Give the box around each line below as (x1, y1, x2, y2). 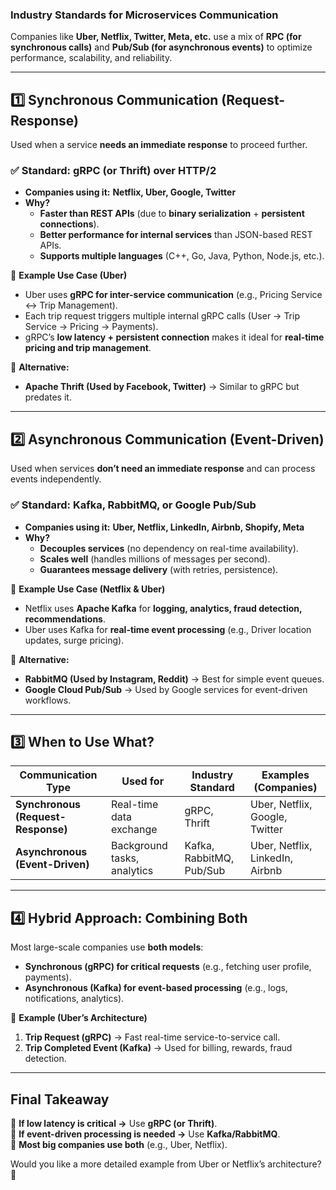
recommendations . (24, 613, 106, 625)
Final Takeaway (10, 1091, 110, 1108)
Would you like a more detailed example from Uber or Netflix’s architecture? (10, 1158, 322, 1170)
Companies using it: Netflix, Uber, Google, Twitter (24, 186, 237, 198)
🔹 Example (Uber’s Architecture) (10, 1012, 148, 1024)
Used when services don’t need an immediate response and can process (10, 463, 316, 475)
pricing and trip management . (24, 342, 152, 354)
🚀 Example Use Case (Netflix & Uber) (10, 583, 166, 595)
